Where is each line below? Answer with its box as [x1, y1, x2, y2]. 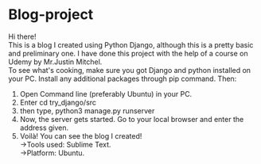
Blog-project [8, 6, 94, 24]
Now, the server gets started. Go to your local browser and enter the [19, 114, 244, 124]
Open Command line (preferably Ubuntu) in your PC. [19, 89, 193, 98]
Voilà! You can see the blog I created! [19, 131, 142, 140]
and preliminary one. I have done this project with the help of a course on [8, 48, 248, 58]
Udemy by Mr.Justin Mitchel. [8, 57, 103, 67]
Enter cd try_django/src [19, 97, 97, 107]
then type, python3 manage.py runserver [19, 105, 155, 116]
